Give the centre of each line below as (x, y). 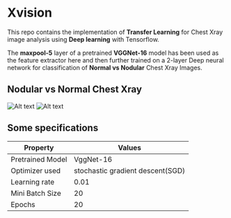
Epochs (23, 204)
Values (129, 147)
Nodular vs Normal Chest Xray (75, 89)
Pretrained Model (39, 159)
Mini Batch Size (36, 193)
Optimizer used (36, 170)
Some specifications (53, 128)
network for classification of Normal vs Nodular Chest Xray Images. (105, 67)
